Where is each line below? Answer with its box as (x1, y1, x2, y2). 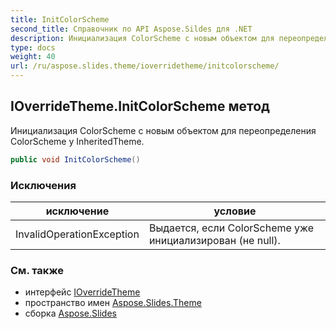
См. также (10, 263, 64, 277)
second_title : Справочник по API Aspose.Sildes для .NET (10, 24, 253, 34)
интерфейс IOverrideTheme (24, 286, 141, 298)
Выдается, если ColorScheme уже (148, 221, 315, 235)
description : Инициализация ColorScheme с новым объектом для (10, 33, 275, 43)
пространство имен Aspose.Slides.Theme (24, 297, 202, 309)
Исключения (10, 178, 77, 192)
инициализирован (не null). (148, 233, 281, 247)
